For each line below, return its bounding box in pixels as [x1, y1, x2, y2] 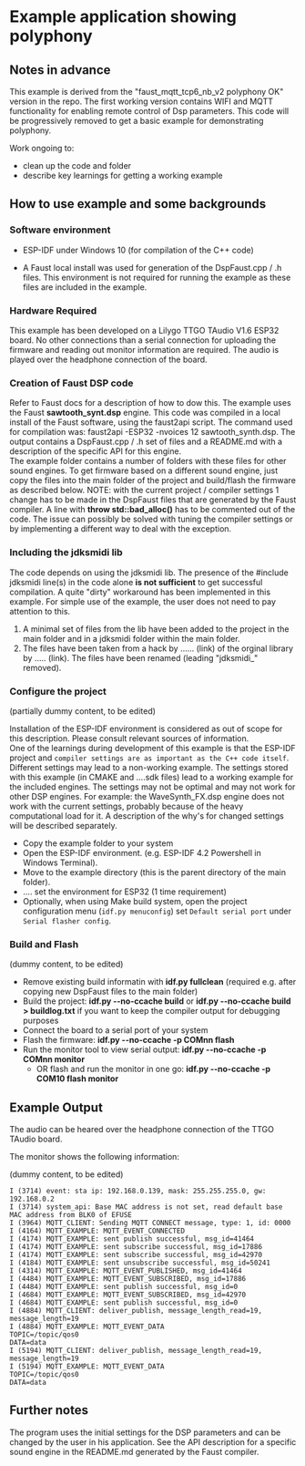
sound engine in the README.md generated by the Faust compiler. [9, 1446, 259, 1457]
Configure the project [9, 685, 107, 697]
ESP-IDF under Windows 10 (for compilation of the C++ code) [22, 244, 255, 255]
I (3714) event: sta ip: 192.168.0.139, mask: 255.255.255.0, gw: [9, 1186, 267, 1195]
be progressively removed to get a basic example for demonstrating [9, 116, 264, 126]
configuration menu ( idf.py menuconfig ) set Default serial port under [22, 905, 291, 916]
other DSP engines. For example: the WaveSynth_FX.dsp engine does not [9, 790, 285, 801]
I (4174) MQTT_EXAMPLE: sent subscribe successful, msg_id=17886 [9, 1242, 262, 1251]
